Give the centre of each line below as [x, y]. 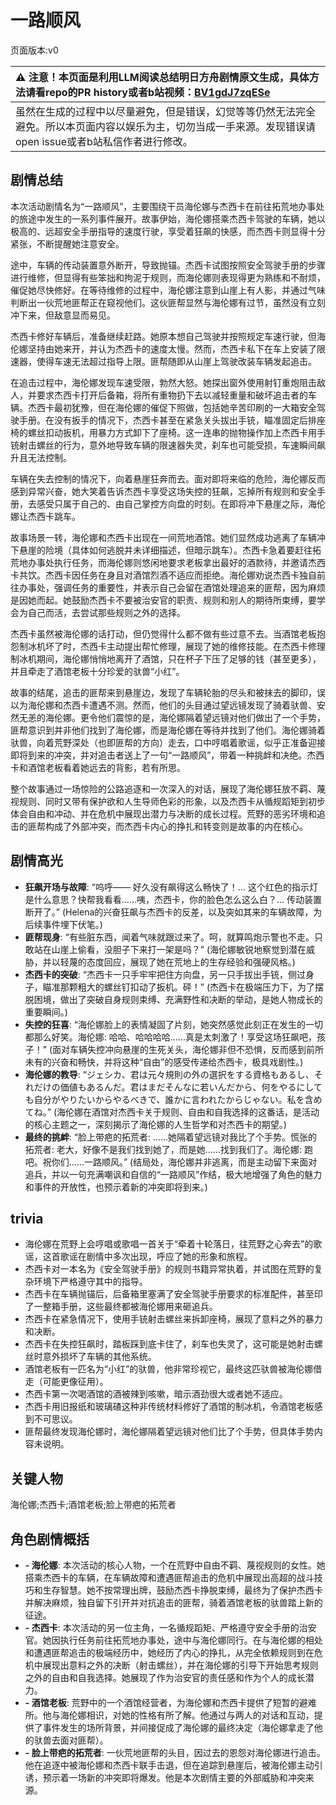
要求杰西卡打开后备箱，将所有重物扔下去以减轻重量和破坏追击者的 [172, 395]
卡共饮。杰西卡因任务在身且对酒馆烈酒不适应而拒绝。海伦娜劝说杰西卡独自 [163, 575]
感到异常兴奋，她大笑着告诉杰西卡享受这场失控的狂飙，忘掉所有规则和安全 [163, 491]
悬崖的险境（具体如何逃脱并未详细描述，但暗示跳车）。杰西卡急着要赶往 [165, 550]
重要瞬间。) [46, 1012]
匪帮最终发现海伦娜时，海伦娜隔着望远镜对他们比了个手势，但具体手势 [169, 1432]
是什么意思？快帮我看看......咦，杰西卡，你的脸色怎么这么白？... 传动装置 [173, 899]
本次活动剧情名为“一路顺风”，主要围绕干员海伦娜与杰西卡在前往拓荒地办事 [163, 206]
